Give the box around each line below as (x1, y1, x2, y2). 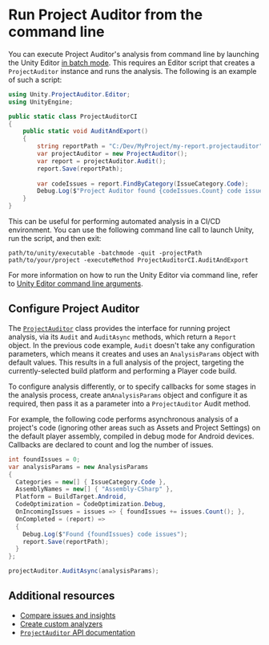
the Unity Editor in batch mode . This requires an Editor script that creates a (8, 58, 255, 67)
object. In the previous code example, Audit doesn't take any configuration (8, 340, 255, 350)
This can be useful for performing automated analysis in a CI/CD (8, 217, 221, 227)
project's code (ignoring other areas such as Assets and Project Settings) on (8, 423, 261, 432)
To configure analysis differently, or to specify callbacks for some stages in (8, 382, 256, 391)
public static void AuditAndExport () (22, 127, 149, 136)
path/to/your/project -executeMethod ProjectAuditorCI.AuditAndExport (8, 256, 249, 264)
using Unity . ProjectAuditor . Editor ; (8, 90, 130, 98)
